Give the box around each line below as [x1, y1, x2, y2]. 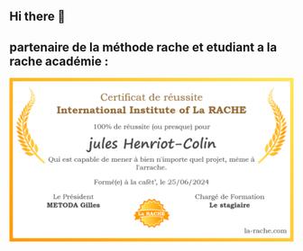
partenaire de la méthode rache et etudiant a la [9, 40, 278, 55]
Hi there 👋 [9, 9, 66, 24]
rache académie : [9, 53, 109, 68]
